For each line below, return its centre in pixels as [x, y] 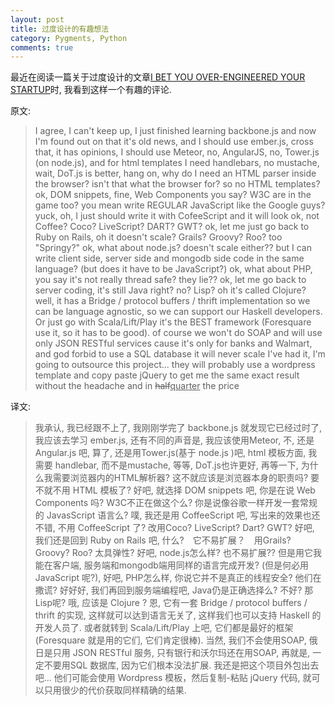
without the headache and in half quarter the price [137, 386]
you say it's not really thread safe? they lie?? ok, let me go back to [170, 280]
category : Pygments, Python [69, 38]
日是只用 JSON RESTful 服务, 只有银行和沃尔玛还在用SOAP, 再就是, [172, 653]
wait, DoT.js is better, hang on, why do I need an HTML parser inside [175, 173]
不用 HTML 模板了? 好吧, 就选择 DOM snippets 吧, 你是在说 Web [184, 490]
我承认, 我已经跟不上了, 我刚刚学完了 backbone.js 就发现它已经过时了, [178, 428]
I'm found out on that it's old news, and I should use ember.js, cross [174, 142]
